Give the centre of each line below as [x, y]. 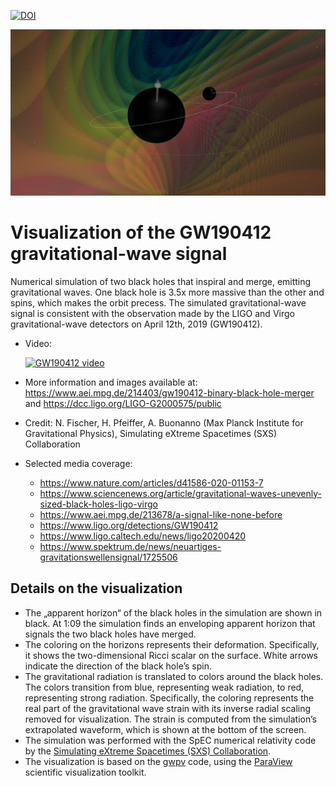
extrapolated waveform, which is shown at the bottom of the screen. [165, 729]
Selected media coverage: [78, 463]
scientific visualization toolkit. [85, 772]
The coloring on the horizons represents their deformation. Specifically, [172, 644]
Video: [38, 343]
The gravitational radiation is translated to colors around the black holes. [174, 676]
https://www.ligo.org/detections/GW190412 [129, 525]
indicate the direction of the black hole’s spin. [118, 666]
